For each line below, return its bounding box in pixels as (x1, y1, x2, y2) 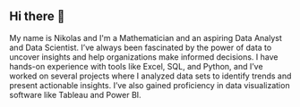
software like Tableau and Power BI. (9, 89, 141, 100)
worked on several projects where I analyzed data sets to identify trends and (9, 70, 292, 81)
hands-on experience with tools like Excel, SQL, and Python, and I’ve (9, 61, 263, 71)
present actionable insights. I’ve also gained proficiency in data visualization (9, 79, 290, 90)
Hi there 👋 (9, 9, 65, 24)
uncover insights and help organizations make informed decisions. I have (9, 51, 279, 62)
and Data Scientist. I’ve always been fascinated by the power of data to (9, 42, 272, 53)
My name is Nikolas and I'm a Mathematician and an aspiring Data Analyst (9, 32, 282, 43)
